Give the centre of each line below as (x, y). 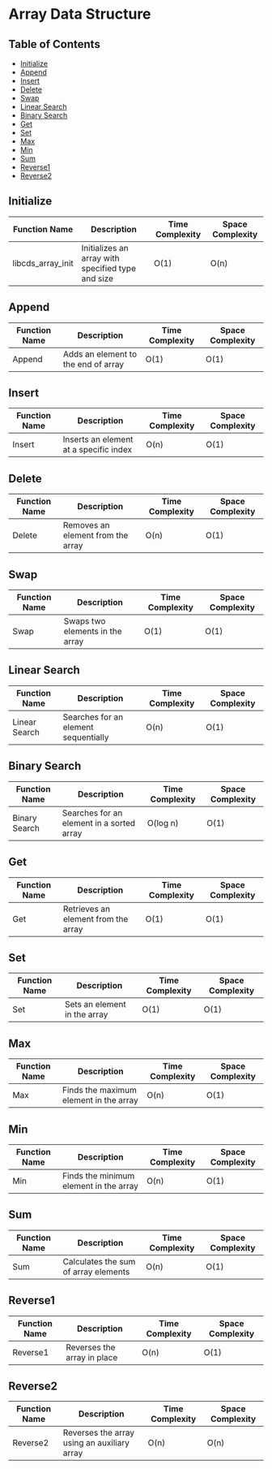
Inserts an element (98, 439)
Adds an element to (100, 354)
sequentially (86, 737)
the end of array (93, 364)
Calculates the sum (99, 1261)
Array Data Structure (80, 14)
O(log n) (163, 823)
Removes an (86, 525)
